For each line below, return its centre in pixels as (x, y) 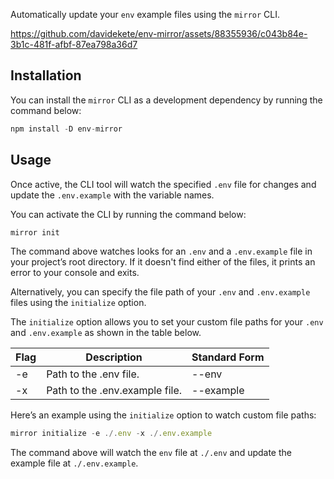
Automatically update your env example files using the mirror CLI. (145, 14)
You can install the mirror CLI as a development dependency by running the (166, 100)
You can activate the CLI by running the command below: (128, 214)
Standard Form (228, 357)
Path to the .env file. (93, 374)
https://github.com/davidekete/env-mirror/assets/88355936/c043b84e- (159, 33)
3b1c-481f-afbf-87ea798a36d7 (74, 44)
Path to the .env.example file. (114, 391)
